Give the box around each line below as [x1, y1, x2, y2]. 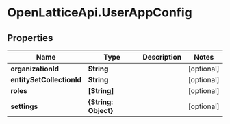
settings [10, 101, 38, 111]
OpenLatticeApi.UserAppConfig [7, 5, 193, 21]
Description [142, 53, 182, 62]
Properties [7, 32, 53, 44]
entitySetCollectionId [10, 75, 82, 84]
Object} [88, 106, 114, 115]
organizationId [10, 64, 60, 73]
